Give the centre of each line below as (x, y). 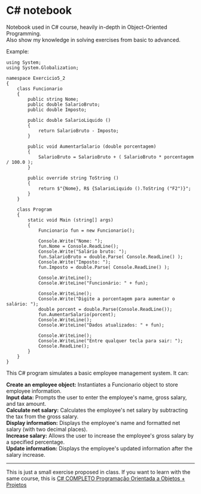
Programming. (24, 33)
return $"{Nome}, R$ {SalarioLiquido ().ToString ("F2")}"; (115, 188)
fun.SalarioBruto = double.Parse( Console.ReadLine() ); (111, 257)
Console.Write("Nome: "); (70, 241)
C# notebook (39, 11)
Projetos (16, 484)
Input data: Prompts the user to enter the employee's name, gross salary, (97, 397)
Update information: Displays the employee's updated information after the (99, 448)
